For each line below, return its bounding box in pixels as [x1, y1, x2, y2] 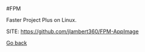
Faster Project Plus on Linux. [6, 17, 77, 23]
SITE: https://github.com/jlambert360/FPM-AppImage [6, 28, 139, 35]
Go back [6, 40, 28, 46]
